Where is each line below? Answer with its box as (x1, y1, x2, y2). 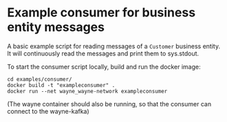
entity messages (7, 19, 105, 35)
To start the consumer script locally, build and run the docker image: (7, 62, 201, 71)
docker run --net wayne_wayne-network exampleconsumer (7, 88, 168, 95)
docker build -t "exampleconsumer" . (7, 82, 116, 88)
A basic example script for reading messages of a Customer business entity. (7, 42, 221, 50)
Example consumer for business (7, 5, 196, 21)
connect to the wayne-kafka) (7, 107, 89, 115)
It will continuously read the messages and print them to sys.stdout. (7, 49, 199, 58)
